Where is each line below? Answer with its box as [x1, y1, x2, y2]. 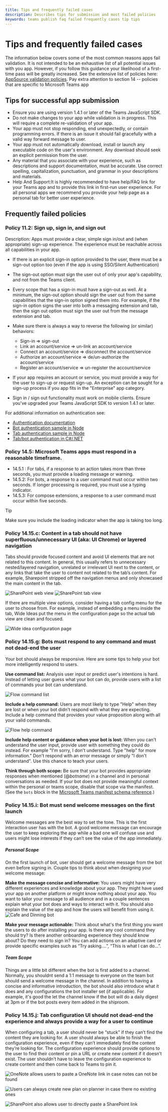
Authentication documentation [12, 419, 75, 425]
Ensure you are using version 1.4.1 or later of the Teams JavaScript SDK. [12, 109, 161, 116]
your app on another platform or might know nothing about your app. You [5, 890, 156, 897]
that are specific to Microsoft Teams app [5, 81, 89, 88]
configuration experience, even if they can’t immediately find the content [5, 1040, 155, 1046]
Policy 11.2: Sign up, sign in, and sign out [5, 225, 106, 232]
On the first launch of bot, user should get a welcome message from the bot [5, 859, 162, 865]
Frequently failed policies [5, 209, 86, 218]
